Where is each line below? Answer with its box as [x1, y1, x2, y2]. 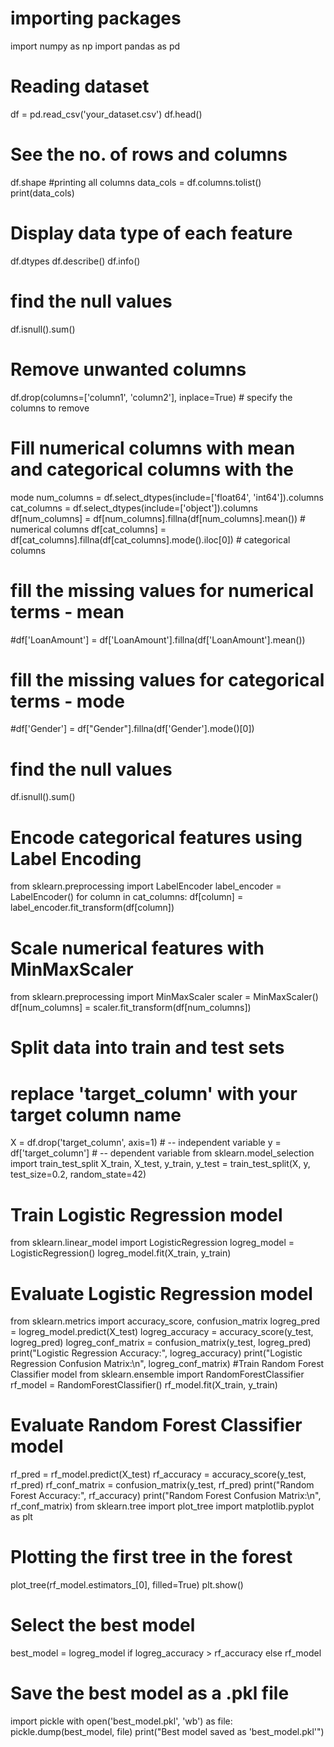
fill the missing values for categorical [10, 668, 325, 691]
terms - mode [10, 690, 125, 712]
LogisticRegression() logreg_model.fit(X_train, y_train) [10, 1247, 232, 1259]
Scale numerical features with [10, 937, 265, 959]
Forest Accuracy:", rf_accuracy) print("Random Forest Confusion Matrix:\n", [10, 1490, 322, 1502]
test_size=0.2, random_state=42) [10, 1168, 147, 1181]
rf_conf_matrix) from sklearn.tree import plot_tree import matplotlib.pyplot [10, 1500, 315, 1512]
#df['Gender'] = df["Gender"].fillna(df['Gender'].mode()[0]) [10, 723, 255, 735]
